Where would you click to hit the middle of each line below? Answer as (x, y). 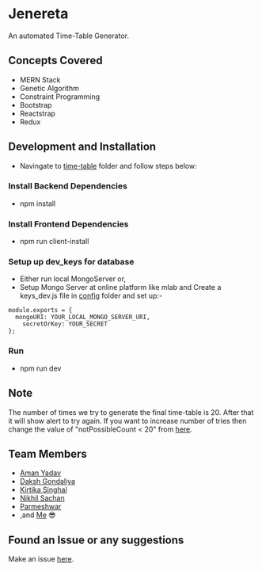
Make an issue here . (41, 559)
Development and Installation (82, 147)
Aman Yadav (40, 473)
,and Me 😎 (38, 515)
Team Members (47, 453)
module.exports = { (40, 310)
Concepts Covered (55, 61)
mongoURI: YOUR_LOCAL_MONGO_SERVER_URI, (83, 318)
